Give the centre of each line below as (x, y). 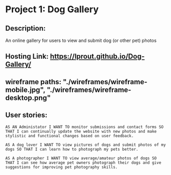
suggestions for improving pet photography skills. (61, 167)
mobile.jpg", (25, 90)
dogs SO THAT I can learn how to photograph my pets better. (72, 149)
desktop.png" (28, 98)
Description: (26, 28)
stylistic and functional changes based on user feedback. (70, 136)
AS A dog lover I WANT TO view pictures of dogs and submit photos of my (86, 145)
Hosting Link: (27, 56)
